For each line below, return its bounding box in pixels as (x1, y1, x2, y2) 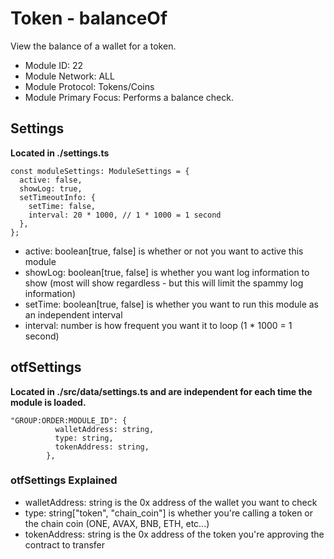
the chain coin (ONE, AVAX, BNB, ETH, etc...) (24, 517, 210, 529)
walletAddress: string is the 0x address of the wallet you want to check (24, 496, 318, 508)
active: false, (19, 175, 83, 185)
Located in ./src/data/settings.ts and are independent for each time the (10, 385, 313, 397)
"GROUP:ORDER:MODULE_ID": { (10, 415, 128, 426)
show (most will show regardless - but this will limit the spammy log (24, 277, 304, 289)
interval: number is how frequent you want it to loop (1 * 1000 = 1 (24, 319, 293, 331)
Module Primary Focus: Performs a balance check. (24, 91, 234, 103)
